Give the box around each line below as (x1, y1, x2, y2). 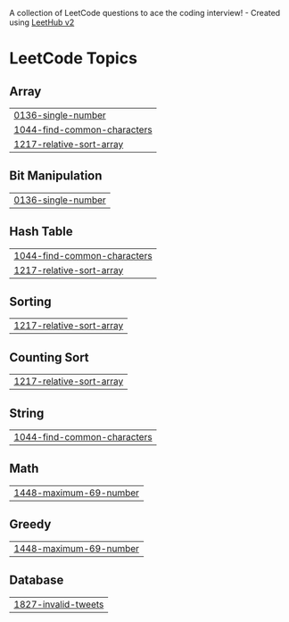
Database (9, 573, 64, 588)
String (9, 405, 45, 420)
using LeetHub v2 (9, 17, 75, 28)
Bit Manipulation (9, 169, 103, 184)
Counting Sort (9, 350, 89, 365)
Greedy (9, 517, 52, 532)
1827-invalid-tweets (13, 598, 104, 610)
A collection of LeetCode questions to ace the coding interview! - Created (9, 8, 281, 18)
